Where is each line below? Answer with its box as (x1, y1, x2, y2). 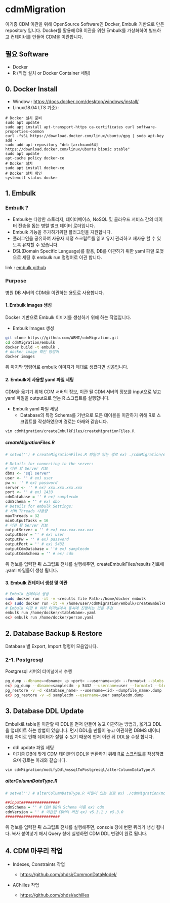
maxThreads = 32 (5, 513, 39, 519)
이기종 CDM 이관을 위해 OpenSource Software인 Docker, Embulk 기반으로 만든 (5, 21, 164, 27)
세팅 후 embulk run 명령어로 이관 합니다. (22, 254, 102, 261)
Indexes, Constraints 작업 (12, 861, 65, 867)
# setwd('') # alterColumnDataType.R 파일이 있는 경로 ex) (5, 791, 125, 796)
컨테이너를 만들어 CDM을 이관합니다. (10, 34, 83, 40)
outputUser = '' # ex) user (5, 532, 65, 537)
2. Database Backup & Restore (5, 629, 103, 638)
